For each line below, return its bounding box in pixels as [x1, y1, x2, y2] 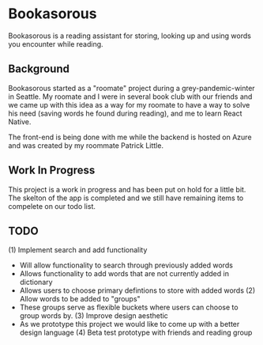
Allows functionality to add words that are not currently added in [19, 269, 229, 279]
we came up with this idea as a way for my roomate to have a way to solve [8, 100, 250, 109]
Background [8, 63, 70, 76]
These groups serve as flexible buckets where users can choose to [19, 302, 239, 313]
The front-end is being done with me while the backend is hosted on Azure [8, 132, 252, 142]
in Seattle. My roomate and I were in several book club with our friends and [8, 92, 253, 101]
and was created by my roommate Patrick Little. [8, 140, 164, 150]
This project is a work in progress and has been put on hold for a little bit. [8, 184, 246, 194]
